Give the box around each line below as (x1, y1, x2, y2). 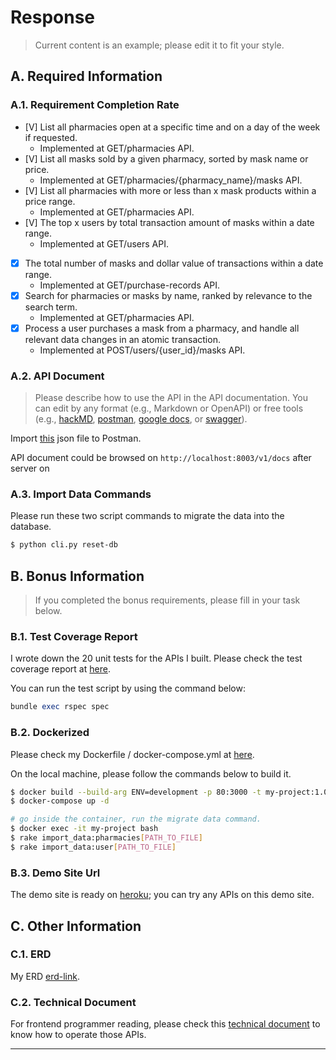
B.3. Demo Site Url (10, 866, 101, 880)
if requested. (24, 131, 78, 143)
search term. (24, 301, 78, 313)
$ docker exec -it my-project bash (10, 824, 159, 834)
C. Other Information (10, 917, 142, 935)
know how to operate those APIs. (10, 1029, 147, 1041)
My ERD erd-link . (10, 970, 80, 982)
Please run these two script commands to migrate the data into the (10, 510, 285, 522)
